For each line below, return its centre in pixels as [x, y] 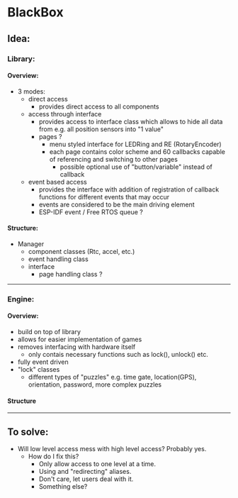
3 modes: [32, 91]
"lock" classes [39, 370]
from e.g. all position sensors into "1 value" [101, 129]
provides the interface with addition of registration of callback [129, 189]
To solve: [28, 432]
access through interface [65, 114]
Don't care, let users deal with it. [86, 479]
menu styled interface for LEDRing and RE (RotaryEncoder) [135, 144]
